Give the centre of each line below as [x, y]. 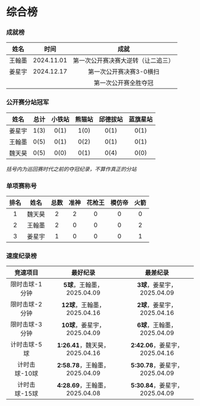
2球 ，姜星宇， [157, 305]
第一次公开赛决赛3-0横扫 [124, 72]
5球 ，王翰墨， [83, 285]
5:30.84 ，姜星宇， [157, 386]
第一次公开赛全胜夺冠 [124, 83]
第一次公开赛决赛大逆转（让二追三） [124, 61]
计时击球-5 [26, 345]
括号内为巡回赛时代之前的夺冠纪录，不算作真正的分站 [71, 169]
